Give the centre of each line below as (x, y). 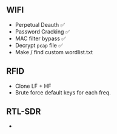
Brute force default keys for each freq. (63, 92)
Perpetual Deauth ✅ (40, 24)
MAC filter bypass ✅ (41, 38)
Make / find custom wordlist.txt (54, 52)
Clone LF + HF (33, 86)
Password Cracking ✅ (42, 31)
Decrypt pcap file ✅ (39, 45)
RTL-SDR (24, 112)
